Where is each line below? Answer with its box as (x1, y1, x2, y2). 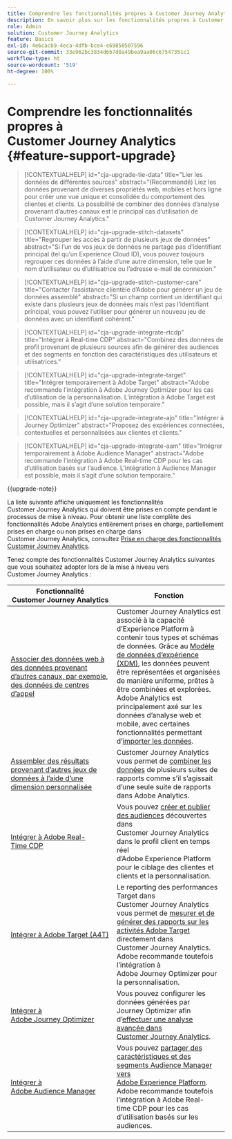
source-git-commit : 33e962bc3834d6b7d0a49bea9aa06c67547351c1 (7, 49, 190, 56)
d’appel (10, 689, 35, 699)
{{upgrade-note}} (7, 484, 57, 493)
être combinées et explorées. (116, 685, 211, 695)
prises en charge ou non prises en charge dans (7, 527, 142, 536)
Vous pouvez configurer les (116, 989, 206, 999)
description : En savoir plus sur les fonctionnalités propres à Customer (7, 17, 224, 23)
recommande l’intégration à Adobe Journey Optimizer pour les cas (23, 386, 214, 394)
